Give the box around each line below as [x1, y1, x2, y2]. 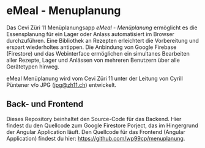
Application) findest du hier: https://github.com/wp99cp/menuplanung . [6, 135, 185, 142]
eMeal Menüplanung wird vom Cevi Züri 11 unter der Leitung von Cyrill [6, 75, 184, 82]
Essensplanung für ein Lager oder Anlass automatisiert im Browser [6, 30, 174, 37]
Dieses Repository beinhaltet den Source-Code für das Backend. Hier [6, 115, 182, 122]
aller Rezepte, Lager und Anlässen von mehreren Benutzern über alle [6, 56, 181, 64]
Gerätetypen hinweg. [6, 62, 59, 70]
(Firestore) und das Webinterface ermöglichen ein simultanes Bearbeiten [6, 50, 190, 57]
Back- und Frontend [6, 99, 84, 109]
